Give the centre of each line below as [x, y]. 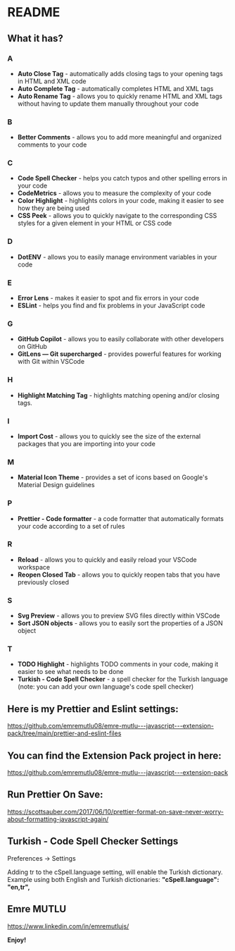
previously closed [43, 582]
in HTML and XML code [52, 81]
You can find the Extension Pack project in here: [114, 755]
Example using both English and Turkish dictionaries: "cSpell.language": [113, 879]
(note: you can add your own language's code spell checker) [106, 687]
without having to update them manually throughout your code [108, 104]
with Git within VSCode [51, 362]
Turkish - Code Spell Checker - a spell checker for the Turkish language [123, 679]
